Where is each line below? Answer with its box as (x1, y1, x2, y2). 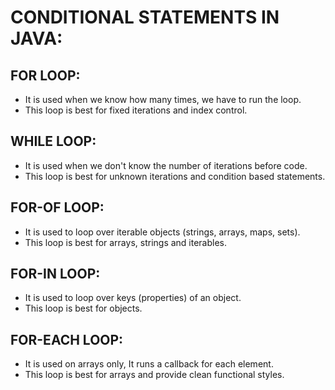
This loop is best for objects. (24, 302, 143, 315)
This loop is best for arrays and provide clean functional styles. (24, 369, 285, 381)
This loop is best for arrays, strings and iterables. (24, 236, 228, 248)
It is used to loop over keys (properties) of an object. (24, 292, 242, 304)
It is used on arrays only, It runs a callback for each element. (24, 358, 274, 370)
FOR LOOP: (10, 67, 81, 84)
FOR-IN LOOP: (10, 266, 101, 283)
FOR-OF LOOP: (10, 199, 105, 216)
